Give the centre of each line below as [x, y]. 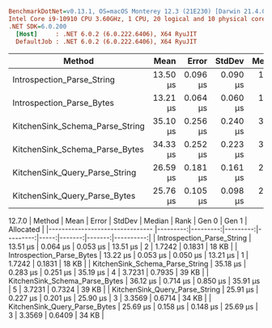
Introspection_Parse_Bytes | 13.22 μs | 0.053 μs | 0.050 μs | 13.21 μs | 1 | [128, 255]
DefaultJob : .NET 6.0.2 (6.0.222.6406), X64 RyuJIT [106, 41]
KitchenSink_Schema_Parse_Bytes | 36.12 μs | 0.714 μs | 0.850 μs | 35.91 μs [134, 281]
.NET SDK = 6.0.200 [38, 26]
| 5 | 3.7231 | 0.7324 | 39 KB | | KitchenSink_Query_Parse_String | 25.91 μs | [134, 290]
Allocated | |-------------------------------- [81, 229]
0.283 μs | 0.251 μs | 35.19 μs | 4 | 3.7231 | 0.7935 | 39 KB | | [108, 272]
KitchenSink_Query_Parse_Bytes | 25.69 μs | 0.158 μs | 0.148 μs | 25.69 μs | [133, 307]
